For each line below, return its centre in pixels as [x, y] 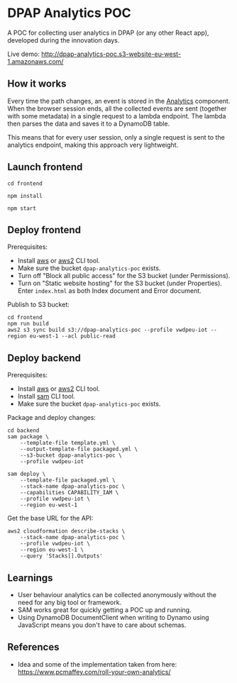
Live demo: [24, 54]
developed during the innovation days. [64, 40]
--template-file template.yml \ [68, 443]
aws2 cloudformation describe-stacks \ [66, 531]
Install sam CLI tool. [46, 396]
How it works [37, 84]
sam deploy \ [27, 474]
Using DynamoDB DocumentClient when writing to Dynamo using [113, 617]
